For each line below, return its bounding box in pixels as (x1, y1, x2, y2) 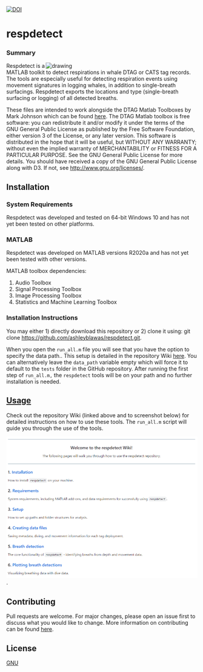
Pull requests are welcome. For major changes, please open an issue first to (6, 613, 196, 620)
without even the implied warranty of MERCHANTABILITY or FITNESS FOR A (6, 145, 197, 152)
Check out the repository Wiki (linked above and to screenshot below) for (6, 411, 190, 418)
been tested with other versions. (6, 255, 87, 263)
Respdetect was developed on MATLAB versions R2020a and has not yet (6, 249, 189, 257)
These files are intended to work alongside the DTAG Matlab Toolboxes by (6, 106, 191, 113)
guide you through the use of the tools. (6, 425, 104, 432)
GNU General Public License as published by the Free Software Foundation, (6, 126, 195, 133)
